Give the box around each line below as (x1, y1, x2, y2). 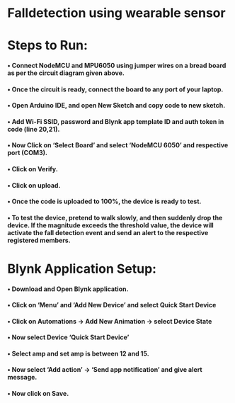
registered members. (7, 236, 71, 244)
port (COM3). (7, 149, 48, 157)
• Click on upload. (7, 181, 61, 189)
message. (7, 373, 38, 382)
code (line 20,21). (7, 125, 60, 133)
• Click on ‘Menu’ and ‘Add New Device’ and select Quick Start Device (7, 301, 217, 310)
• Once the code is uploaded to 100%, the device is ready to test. (7, 197, 202, 206)
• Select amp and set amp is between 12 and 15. (7, 349, 150, 358)
